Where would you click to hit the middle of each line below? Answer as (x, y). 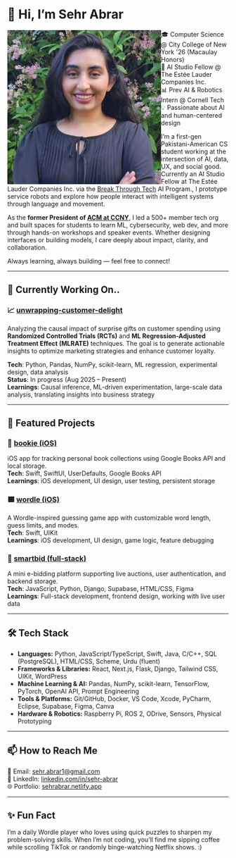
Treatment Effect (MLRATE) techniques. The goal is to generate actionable (116, 343)
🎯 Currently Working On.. (64, 290)
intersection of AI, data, (195, 158)
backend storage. (33, 581)
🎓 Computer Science (193, 34)
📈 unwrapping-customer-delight (65, 311)
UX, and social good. (191, 166)
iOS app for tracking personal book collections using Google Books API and (117, 459)
